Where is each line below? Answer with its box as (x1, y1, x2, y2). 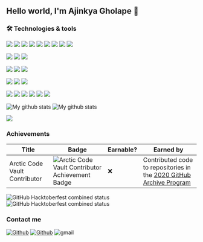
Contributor (9, 174, 42, 183)
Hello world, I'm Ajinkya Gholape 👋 (6, 6, 139, 16)
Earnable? (108, 145, 138, 154)
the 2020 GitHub (143, 170, 192, 179)
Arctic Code (9, 159, 43, 168)
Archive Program (143, 178, 192, 186)
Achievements (6, 130, 50, 138)
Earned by (153, 145, 184, 154)
